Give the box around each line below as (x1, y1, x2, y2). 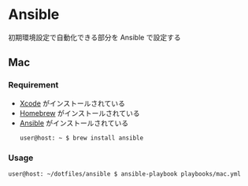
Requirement (8, 80, 59, 91)
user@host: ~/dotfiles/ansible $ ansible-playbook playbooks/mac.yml (8, 169, 242, 178)
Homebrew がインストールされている (19, 108, 140, 117)
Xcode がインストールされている (19, 99, 126, 108)
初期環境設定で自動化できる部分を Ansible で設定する (8, 32, 181, 42)
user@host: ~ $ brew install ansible (19, 134, 144, 142)
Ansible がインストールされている (19, 118, 128, 128)
